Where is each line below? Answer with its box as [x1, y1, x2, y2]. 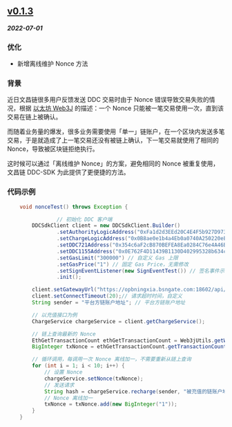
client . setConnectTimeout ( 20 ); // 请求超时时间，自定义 [32, 293, 183, 300]
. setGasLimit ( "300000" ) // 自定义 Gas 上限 [56, 254, 178, 262]
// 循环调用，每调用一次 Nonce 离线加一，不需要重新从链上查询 [32, 356, 192, 363]
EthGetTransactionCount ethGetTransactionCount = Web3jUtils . [32, 337, 215, 344]
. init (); [56, 273, 81, 281]
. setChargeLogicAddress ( [56, 235, 128, 242]
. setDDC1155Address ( [56, 248, 116, 255]
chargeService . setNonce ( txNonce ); [43, 375, 144, 382]
